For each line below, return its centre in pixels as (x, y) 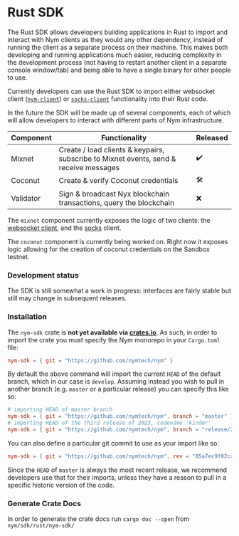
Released (212, 137)
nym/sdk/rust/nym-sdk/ (41, 526)
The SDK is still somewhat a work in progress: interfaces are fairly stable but (119, 291)
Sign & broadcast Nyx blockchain (114, 194)
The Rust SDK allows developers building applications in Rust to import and (117, 32)
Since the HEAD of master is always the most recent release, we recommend (117, 470)
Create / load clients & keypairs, (112, 149)
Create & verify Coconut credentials (118, 181)
